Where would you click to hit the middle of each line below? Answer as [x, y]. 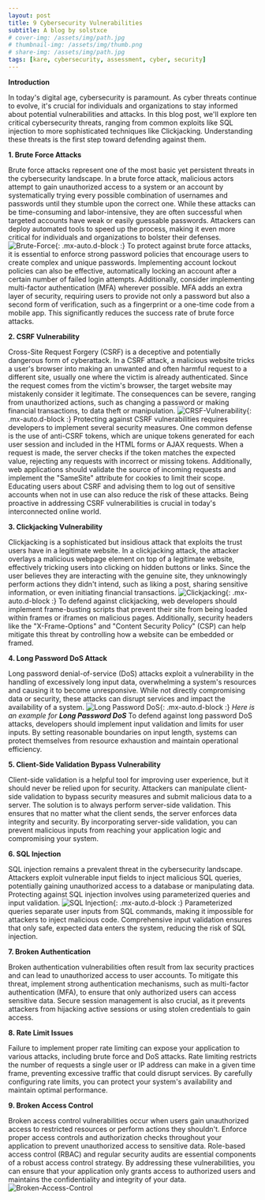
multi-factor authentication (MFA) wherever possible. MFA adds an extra [125, 287]
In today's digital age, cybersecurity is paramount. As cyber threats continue [132, 97]
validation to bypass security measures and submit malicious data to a [138, 796]
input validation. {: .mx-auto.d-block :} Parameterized [120, 903]
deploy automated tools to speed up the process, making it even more [122, 228]
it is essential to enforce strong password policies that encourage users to [129, 254]
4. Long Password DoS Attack [58, 658]
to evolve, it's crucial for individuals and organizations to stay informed [123, 106]
